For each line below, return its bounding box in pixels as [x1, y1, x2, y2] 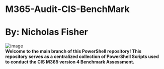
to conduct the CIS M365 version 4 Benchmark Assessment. [5, 59, 135, 65]
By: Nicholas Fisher [5, 26, 88, 38]
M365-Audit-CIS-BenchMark [5, 3, 130, 15]
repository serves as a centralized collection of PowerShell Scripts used [5, 53, 159, 59]
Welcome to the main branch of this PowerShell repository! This [5, 48, 142, 54]
